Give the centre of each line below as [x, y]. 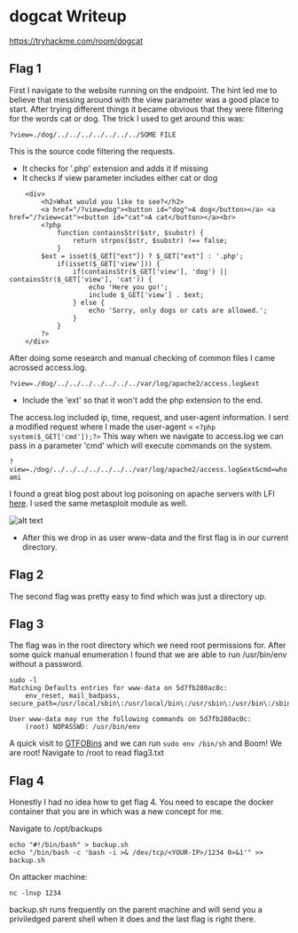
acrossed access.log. [48, 367]
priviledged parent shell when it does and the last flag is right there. [133, 919]
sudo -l [24, 680]
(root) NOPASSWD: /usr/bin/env [83, 727]
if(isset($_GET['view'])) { [109, 263]
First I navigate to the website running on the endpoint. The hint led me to [143, 90]
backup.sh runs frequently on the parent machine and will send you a [136, 910]
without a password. [47, 664]
